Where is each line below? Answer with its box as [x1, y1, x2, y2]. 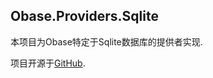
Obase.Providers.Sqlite [10, 8, 159, 25]
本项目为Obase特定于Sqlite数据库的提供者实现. [10, 35, 203, 48]
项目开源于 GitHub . [10, 57, 86, 69]
